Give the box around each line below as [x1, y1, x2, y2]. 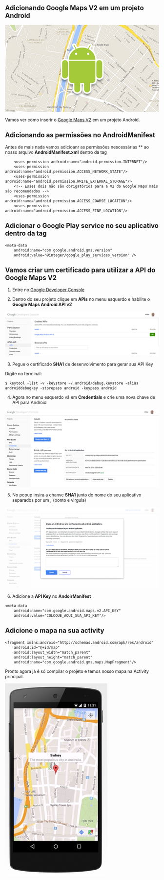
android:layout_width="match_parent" [14, 650, 91, 655]
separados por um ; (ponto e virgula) [12, 497, 86, 503]
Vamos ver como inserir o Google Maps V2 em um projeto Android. [5, 117, 140, 123]
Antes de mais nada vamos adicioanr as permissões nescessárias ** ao [5, 144, 149, 150]
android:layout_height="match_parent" [14, 655, 93, 660]
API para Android [12, 399, 47, 406]
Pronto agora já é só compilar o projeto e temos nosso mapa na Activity [5, 668, 149, 674]
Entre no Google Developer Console [12, 287, 84, 293]
